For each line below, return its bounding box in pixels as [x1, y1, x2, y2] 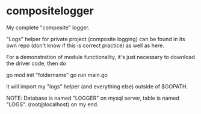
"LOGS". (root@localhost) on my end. [6, 100, 99, 108]
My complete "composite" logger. [6, 24, 90, 31]
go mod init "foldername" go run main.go [6, 71, 108, 78]
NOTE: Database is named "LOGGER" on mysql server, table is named [6, 94, 179, 101]
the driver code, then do [6, 60, 66, 67]
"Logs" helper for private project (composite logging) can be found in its [6, 35, 185, 42]
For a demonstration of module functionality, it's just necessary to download [6, 53, 196, 60]
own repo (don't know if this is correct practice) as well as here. [6, 42, 164, 49]
